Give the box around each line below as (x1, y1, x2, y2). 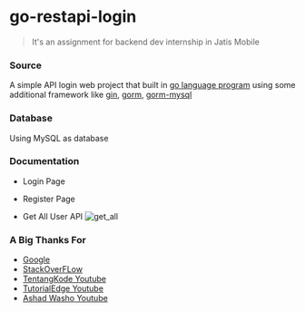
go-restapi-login (9, 6, 137, 27)
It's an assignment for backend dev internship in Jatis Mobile (31, 36, 261, 47)
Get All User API (22, 210, 84, 221)
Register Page (22, 193, 75, 204)
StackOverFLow (22, 264, 84, 275)
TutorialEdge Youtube (22, 283, 104, 294)
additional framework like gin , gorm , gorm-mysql (9, 89, 192, 101)
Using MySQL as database (9, 132, 109, 143)
